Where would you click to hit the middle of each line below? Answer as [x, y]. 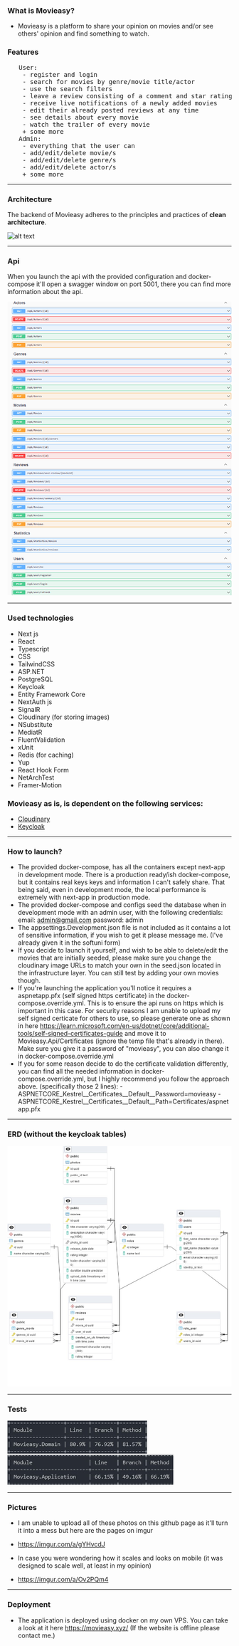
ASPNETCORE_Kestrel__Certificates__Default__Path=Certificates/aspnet [123, 1101]
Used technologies [41, 618]
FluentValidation [41, 740]
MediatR [30, 732]
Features [23, 52]
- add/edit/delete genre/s [69, 160]
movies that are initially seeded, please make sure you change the [115, 958]
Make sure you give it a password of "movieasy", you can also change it [123, 1049]
